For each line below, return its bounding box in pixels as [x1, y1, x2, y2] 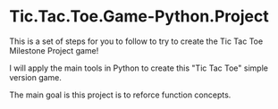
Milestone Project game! [9, 45, 99, 55]
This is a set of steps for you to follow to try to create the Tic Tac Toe [9, 36, 264, 46]
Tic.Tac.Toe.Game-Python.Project [9, 6, 270, 27]
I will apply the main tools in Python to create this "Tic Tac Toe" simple [9, 63, 268, 73]
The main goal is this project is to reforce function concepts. [9, 89, 232, 100]
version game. [9, 71, 63, 82]
